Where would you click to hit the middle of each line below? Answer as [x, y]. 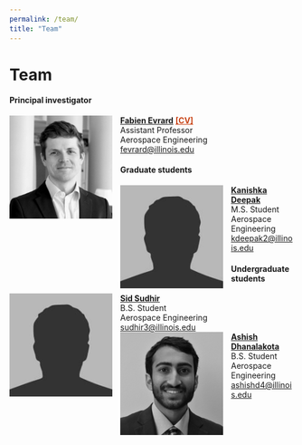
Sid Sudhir [141, 298]
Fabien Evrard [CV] [157, 120]
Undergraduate [260, 268]
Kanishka [249, 190]
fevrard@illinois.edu [157, 149]
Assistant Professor [157, 130]
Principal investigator [51, 101]
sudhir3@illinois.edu [158, 327]
